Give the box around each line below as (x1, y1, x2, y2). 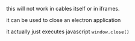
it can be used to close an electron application (6, 17, 121, 23)
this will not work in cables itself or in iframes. (6, 5, 120, 12)
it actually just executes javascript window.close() (6, 28, 130, 35)
